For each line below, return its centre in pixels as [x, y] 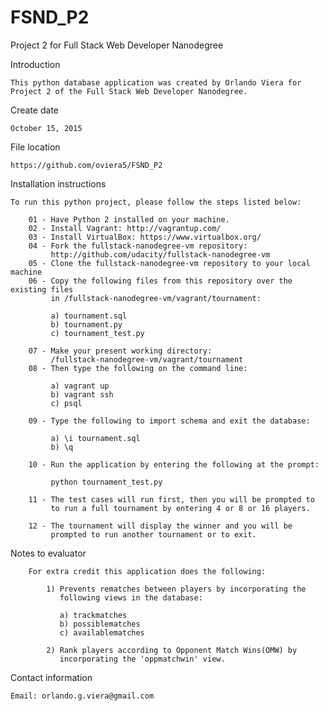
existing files [42, 289]
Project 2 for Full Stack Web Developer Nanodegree [117, 45]
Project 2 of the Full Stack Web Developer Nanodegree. [129, 91]
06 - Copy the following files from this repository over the [160, 281]
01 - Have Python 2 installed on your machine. [129, 219]
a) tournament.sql [89, 316]
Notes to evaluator [48, 553]
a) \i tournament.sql [95, 438]
